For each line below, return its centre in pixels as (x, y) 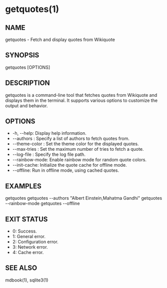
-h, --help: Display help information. (49, 133)
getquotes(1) (32, 9)
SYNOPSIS (22, 55)
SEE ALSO (21, 268)
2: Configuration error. (35, 242)
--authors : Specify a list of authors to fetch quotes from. (71, 139)
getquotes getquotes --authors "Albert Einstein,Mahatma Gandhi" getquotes (84, 198)
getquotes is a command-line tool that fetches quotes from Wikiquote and (81, 95)
